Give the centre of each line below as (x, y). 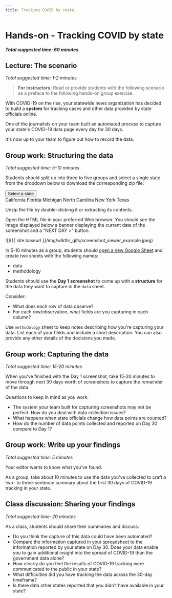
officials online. (21, 114)
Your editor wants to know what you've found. (54, 467)
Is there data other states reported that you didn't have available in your (88, 585)
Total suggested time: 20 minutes (40, 516)
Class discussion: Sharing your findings (70, 504)
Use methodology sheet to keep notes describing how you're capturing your (84, 327)
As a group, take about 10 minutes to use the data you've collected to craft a (86, 477)
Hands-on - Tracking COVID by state (84, 35)
